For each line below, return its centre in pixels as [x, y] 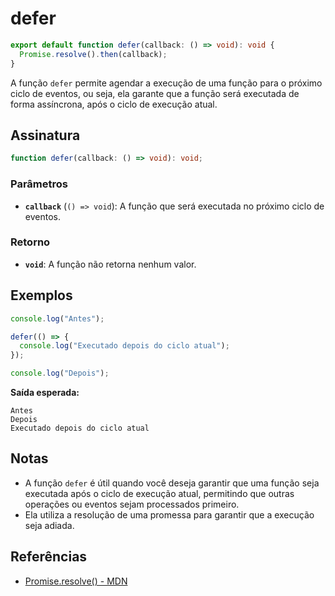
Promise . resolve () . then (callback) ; [93, 54]
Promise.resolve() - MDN [76, 581]
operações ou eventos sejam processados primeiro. [132, 504]
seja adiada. [49, 525]
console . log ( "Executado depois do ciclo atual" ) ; [124, 346]
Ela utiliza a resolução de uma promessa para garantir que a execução [169, 514]
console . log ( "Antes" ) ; [57, 318]
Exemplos [41, 295]
